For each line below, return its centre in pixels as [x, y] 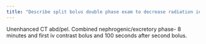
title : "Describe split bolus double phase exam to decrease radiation [100, 12]
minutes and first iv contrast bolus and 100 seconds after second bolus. [97, 35]
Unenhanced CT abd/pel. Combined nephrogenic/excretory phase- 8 [94, 29]
